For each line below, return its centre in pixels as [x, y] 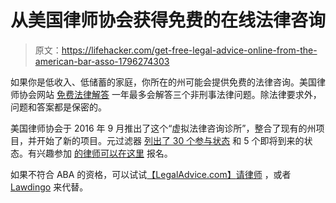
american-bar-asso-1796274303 [102, 61]
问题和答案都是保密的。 [58, 107]
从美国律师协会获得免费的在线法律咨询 [168, 20]
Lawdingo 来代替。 [49, 187]
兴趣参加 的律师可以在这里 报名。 [104, 153]
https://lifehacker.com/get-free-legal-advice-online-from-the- [189, 50]
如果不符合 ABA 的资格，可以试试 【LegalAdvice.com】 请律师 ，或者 [151, 174]
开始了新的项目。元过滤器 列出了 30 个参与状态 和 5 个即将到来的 [170, 140]
